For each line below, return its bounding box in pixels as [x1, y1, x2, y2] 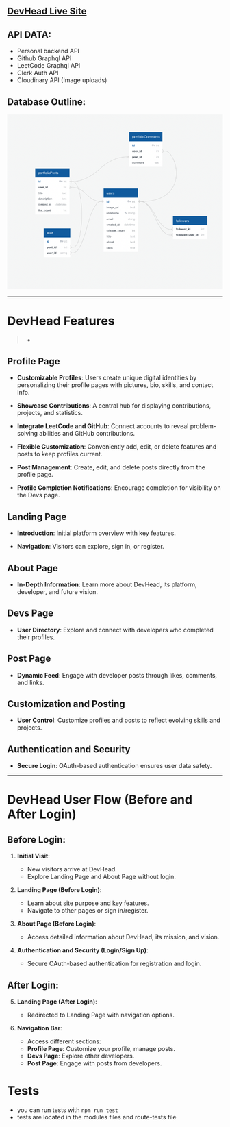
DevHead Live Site [7, 5, 87, 17]
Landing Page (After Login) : [16, 998, 97, 1006]
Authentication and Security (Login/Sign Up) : [16, 946, 149, 954]
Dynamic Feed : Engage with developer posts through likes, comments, [16, 671, 218, 679]
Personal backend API [16, 47, 80, 55]
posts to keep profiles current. [16, 450, 103, 458]
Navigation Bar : [16, 1024, 63, 1032]
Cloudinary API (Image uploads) [16, 76, 107, 84]
